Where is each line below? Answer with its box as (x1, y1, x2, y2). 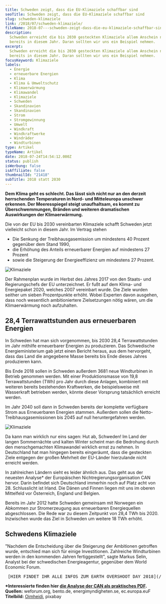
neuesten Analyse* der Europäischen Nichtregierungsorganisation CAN (5, 475, 151, 481)
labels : (5, 62, 21, 67)
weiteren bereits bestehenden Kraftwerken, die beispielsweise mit (5, 384, 139, 390)
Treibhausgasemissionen (5, 414, 56, 420)
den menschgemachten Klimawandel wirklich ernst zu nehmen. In (5, 444, 139, 450)
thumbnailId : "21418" (5, 172, 50, 178)
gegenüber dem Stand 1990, (12, 242, 71, 247)
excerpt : (5, 44, 23, 49)
